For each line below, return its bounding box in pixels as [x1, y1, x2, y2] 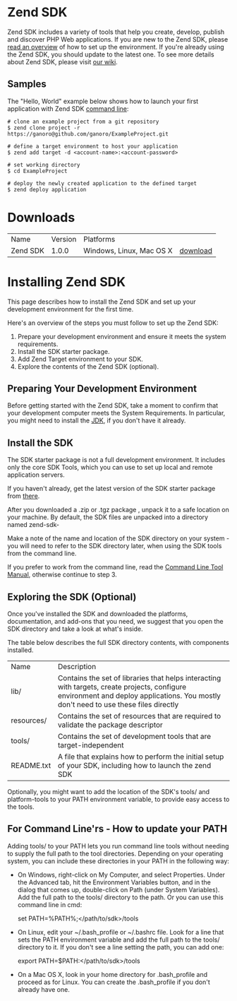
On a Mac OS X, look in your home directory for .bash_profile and [17, 970, 208, 978]
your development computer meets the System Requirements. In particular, [7, 409, 226, 417]
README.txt [11, 761, 51, 771]
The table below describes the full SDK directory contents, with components [7, 639, 229, 647]
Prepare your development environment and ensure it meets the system [17, 332, 226, 340]
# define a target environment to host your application [7, 143, 178, 150]
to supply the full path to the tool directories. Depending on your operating [7, 849, 224, 858]
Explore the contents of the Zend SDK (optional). [17, 362, 159, 371]
